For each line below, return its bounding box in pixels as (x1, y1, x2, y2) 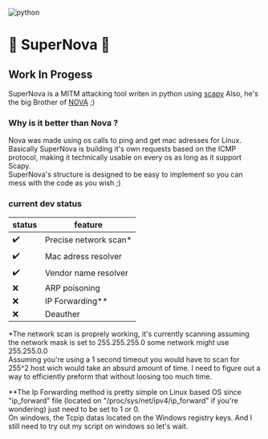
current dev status (8, 198, 83, 209)
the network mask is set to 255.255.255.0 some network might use (8, 337, 229, 347)
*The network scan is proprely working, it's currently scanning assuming (8, 329, 250, 339)
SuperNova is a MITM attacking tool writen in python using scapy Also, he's (8, 89, 259, 98)
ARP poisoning (44, 282, 100, 293)
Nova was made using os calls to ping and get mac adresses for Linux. (8, 136, 242, 145)
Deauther (44, 308, 80, 319)
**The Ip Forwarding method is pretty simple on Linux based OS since (8, 387, 242, 396)
